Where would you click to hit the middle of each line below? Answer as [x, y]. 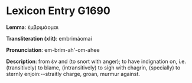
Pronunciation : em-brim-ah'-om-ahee [53, 50]
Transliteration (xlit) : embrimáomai [49, 38]
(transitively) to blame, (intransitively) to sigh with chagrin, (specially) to [93, 67]
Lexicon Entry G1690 [58, 11]
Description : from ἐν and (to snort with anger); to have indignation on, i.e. [96, 61]
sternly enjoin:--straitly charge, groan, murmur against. [73, 74]
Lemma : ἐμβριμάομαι [32, 27]
